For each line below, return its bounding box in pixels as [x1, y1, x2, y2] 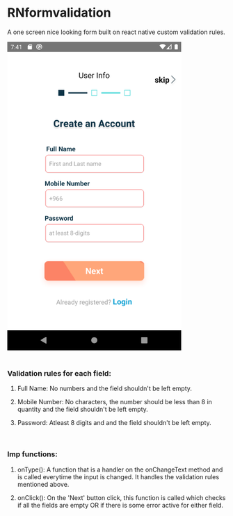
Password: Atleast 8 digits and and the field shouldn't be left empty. [17, 419, 212, 427]
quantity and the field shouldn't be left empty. [17, 405, 148, 414]
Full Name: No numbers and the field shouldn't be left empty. [17, 384, 193, 393]
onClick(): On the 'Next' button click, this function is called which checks [17, 493, 226, 501]
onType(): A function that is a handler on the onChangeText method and [17, 465, 223, 474]
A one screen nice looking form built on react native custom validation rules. [7, 28, 226, 36]
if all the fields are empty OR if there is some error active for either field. [17, 501, 224, 509]
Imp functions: [7, 449, 58, 459]
